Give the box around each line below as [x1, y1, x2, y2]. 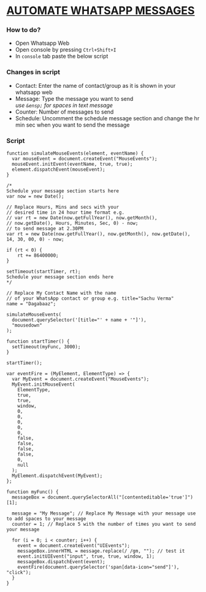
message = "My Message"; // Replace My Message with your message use [12, 510, 196, 516]
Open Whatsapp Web [15, 39, 69, 47]
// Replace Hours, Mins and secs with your [6, 204, 120, 211]
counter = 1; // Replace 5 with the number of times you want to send [12, 521, 196, 528]
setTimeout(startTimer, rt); [6, 268, 81, 275]
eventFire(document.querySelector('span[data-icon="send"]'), [17, 564, 180, 571]
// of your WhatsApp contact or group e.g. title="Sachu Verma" [6, 295, 174, 302]
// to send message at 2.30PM [6, 225, 84, 232]
